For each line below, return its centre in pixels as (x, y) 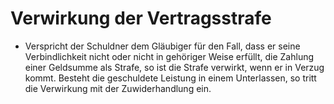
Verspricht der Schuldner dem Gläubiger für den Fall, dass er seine (162, 46)
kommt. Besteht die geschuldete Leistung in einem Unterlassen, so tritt (170, 78)
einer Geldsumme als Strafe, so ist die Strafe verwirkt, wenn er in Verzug (174, 67)
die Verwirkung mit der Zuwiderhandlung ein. (118, 88)
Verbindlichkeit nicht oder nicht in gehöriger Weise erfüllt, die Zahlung (169, 56)
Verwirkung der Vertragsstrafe (141, 18)
